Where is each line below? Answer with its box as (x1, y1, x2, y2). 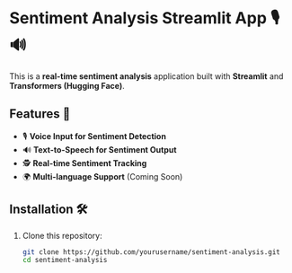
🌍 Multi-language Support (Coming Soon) (22, 171, 183, 181)
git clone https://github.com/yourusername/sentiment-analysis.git (22, 247, 280, 257)
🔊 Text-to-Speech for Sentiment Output (22, 144, 177, 154)
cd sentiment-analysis (22, 256, 108, 265)
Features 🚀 (9, 106, 71, 122)
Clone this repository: (22, 230, 102, 241)
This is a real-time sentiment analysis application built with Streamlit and (9, 70, 284, 82)
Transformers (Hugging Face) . (9, 80, 126, 91)
